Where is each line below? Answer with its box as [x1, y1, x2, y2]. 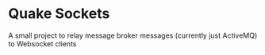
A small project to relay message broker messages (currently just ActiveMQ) [8, 31, 258, 40]
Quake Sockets [8, 5, 110, 23]
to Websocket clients [8, 38, 77, 48]
